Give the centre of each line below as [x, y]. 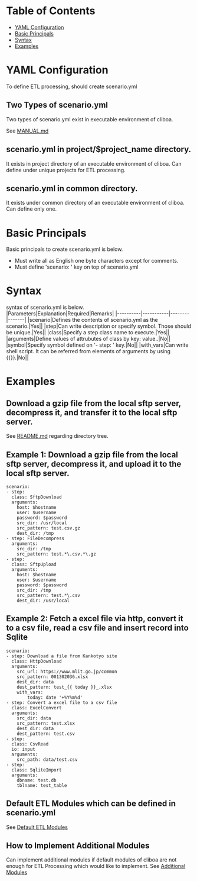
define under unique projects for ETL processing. [66, 170]
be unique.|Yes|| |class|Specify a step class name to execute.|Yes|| [88, 333]
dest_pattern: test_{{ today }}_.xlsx [64, 687]
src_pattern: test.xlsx [46, 723]
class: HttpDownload [37, 661]
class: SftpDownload [37, 497]
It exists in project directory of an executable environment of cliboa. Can [94, 163]
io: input [23, 749]
